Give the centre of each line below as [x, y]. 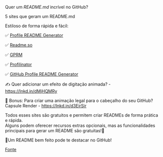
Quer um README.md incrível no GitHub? [47, 7]
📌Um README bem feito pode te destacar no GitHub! [58, 140]
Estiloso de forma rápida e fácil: [37, 26]
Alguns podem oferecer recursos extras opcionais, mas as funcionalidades [80, 125]
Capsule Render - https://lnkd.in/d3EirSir [46, 106]
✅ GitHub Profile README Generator [42, 74]
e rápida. [14, 120]
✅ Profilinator [18, 64]
